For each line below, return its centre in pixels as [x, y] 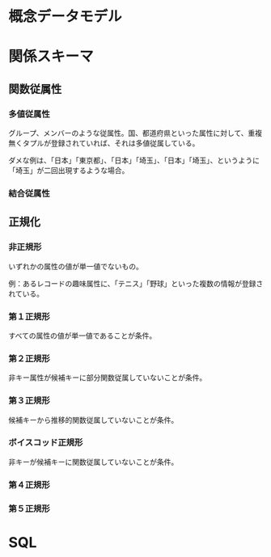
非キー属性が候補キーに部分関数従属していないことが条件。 [108, 378]
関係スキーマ [51, 57]
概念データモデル [66, 17]
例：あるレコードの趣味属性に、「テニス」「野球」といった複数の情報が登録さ [136, 283]
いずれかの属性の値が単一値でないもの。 [76, 266]
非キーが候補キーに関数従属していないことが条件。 [93, 462]
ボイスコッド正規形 [46, 443]
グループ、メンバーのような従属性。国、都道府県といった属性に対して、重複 [135, 133]
